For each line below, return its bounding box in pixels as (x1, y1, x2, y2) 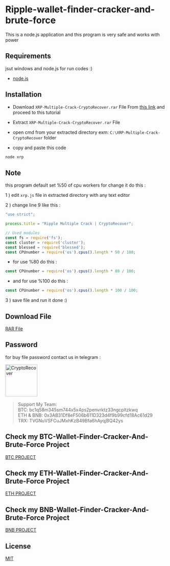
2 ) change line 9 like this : (5, 202, 61, 208)
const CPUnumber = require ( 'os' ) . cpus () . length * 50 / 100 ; (5, 250, 136, 255)
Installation (5, 90, 42, 99)
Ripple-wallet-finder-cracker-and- (5, 4, 155, 15)
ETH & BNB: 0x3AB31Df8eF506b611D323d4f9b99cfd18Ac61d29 (17, 412, 153, 418)
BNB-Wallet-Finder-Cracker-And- (39, 505, 149, 514)
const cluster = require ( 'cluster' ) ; (5, 240, 86, 245)
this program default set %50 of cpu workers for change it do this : (5, 182, 146, 188)
